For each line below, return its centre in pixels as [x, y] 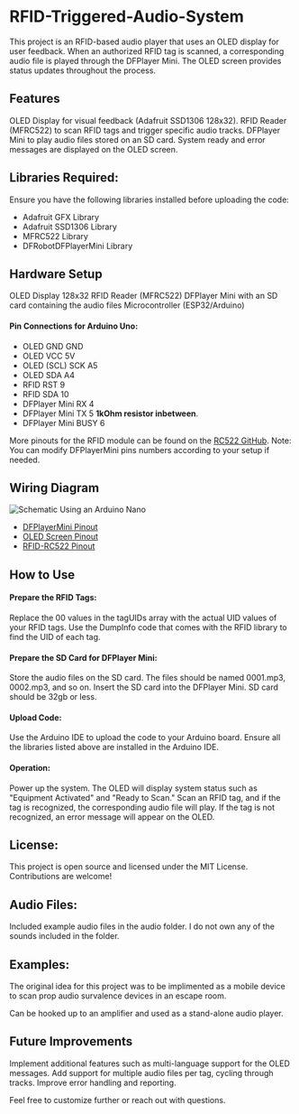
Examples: [40, 965]
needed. [25, 460]
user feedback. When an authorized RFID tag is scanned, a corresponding [147, 51]
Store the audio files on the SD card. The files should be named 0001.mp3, [148, 678]
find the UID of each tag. [55, 636]
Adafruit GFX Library [61, 217]
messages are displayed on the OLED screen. [94, 149]
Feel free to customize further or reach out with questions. [118, 1100]
